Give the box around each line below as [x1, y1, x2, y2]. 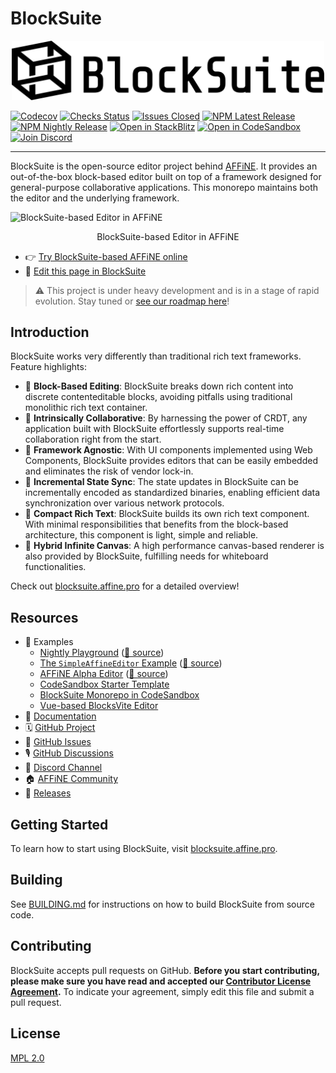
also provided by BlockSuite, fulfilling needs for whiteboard [24, 550, 269, 562]
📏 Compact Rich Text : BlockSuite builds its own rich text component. [24, 508, 310, 520]
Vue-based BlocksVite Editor [39, 700, 159, 712]
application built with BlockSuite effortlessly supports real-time [24, 423, 285, 435]
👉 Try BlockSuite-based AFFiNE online [24, 250, 188, 262]
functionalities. [24, 561, 87, 573]
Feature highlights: [10, 361, 87, 373]
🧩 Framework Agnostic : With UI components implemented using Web [24, 444, 313, 456]
